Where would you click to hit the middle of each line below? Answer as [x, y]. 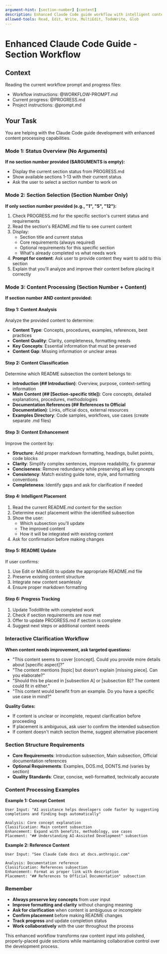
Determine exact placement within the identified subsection [73, 512]
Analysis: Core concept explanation [43, 823]
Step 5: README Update [31, 550]
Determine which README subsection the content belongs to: [68, 374]
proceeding [24, 721]
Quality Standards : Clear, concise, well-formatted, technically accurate [85, 777]
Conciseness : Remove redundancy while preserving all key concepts [83, 469]
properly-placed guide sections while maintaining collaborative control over [83, 941]
